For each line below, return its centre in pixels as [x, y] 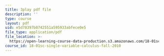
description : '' [21, 14]
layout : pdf [17, 23]
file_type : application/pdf [34, 32]
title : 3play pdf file [28, 9]
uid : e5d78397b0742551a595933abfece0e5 [46, 28]
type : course [18, 19]
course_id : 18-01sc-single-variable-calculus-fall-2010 [63, 46]
